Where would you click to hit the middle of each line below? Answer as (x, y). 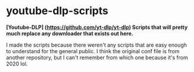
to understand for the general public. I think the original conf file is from (93, 51)
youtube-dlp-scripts (57, 11)
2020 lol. (17, 64)
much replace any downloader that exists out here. (70, 33)
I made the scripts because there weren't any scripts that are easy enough (97, 45)
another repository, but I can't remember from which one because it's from (97, 57)
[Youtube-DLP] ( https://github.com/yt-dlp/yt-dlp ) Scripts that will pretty (97, 27)
